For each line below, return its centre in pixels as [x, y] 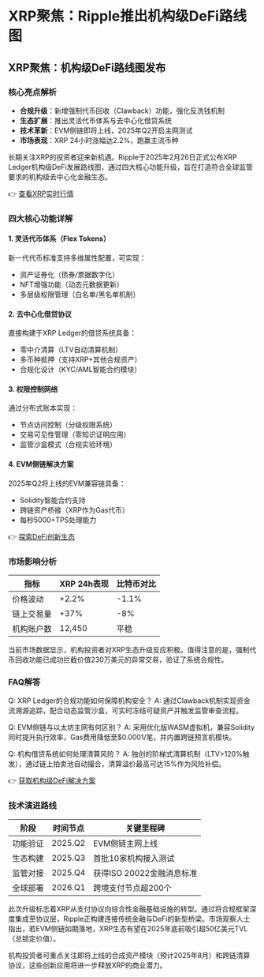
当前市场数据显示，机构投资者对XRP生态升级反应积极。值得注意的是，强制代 [132, 649]
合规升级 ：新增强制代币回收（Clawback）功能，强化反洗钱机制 [122, 111]
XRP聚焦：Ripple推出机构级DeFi [113, 16]
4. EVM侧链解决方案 [41, 464]
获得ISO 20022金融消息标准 [145, 873]
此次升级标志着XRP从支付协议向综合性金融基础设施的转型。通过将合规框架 [129, 908]
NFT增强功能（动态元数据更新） [71, 284]
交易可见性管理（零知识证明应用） [75, 434]
